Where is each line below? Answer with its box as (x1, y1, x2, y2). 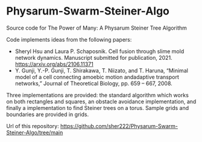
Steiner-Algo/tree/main (6, 129, 63, 136)
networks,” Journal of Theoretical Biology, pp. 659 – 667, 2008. (14, 80, 173, 87)
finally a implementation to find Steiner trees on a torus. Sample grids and (6, 104, 189, 111)
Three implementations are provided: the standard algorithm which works (6, 91, 189, 98)
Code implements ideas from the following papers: (6, 36, 132, 43)
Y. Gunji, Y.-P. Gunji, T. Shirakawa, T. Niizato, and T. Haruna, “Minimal (14, 66, 189, 74)
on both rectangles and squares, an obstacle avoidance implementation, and (6, 98, 197, 105)
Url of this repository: (6, 122, 59, 129)
